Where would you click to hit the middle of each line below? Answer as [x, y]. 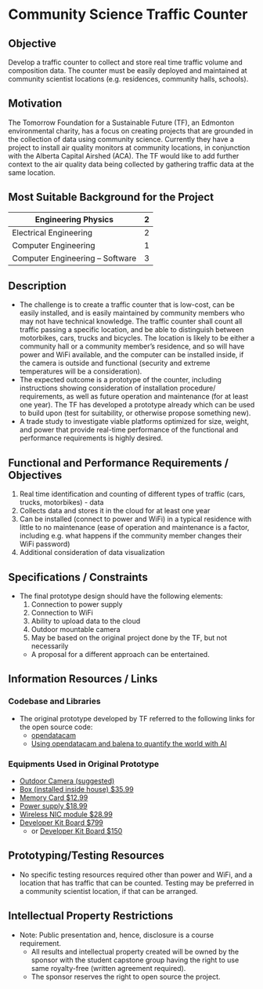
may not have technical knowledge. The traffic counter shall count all [131, 321]
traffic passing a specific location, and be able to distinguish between [131, 330]
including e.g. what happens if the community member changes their [131, 536]
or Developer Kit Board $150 [77, 831]
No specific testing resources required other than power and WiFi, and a [136, 874]
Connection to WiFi [62, 613]
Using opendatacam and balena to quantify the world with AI [129, 743]
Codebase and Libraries [54, 702]
